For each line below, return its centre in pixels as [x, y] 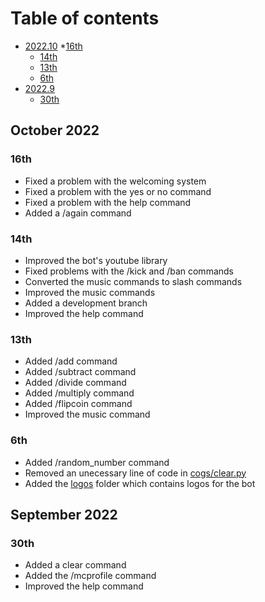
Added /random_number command [97, 462]
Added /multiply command [79, 393]
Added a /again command [78, 213]
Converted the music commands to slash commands [133, 281]
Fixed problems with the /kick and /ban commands [129, 271]
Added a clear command [75, 565]
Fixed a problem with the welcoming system [115, 181]
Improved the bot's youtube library [96, 260]
